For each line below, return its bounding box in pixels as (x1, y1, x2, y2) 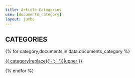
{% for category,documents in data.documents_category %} (5, 48, 130, 54)
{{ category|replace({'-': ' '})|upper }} (5, 58, 83, 64)
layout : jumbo (5, 16, 35, 21)
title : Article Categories (5, 7, 62, 12)
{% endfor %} (5, 68, 34, 74)
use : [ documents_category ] (5, 12, 62, 17)
